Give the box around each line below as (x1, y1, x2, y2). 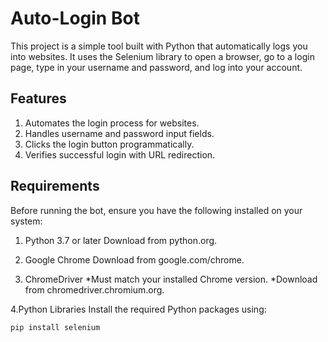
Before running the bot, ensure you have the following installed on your (10, 204, 303, 216)
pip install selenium (10, 322, 101, 332)
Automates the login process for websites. (24, 117, 200, 129)
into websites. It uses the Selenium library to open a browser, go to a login (10, 50, 315, 62)
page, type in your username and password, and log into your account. (10, 61, 303, 73)
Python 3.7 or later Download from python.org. (24, 234, 218, 246)
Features (10, 90, 67, 107)
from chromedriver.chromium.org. (24, 283, 165, 296)
